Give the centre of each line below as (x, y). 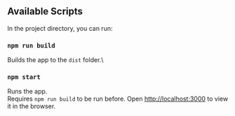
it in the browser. (32, 106)
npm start (24, 77)
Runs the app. (27, 92)
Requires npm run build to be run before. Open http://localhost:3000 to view (118, 99)
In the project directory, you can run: (60, 28)
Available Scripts (45, 12)
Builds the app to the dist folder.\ (55, 60)
